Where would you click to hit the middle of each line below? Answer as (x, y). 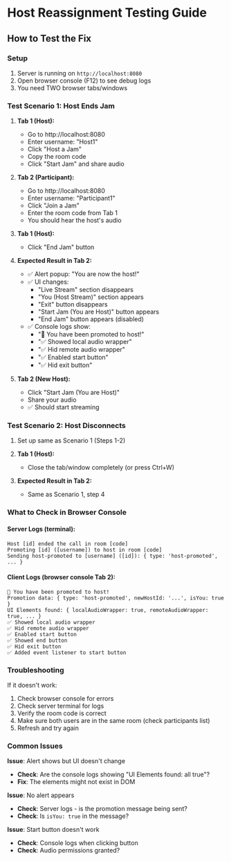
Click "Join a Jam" (53, 205)
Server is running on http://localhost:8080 (80, 73)
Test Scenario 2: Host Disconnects (67, 426)
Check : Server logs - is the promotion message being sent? (102, 809)
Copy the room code (57, 157)
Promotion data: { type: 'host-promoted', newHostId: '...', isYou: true (116, 598)
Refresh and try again (48, 728)
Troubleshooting (36, 670)
